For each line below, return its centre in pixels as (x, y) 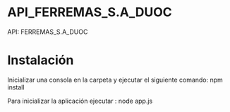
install (16, 87)
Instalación (41, 60)
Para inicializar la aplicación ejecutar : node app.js (80, 101)
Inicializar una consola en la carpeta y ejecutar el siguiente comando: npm (115, 80)
